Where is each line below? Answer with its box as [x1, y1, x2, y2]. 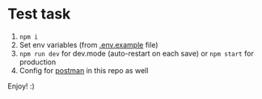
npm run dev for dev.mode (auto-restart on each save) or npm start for [19, 48, 254, 58]
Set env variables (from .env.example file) [19, 39, 158, 49]
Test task [7, 5, 71, 23]
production [19, 57, 57, 67]
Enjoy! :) [7, 81, 36, 91]
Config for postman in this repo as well [19, 65, 149, 75]
